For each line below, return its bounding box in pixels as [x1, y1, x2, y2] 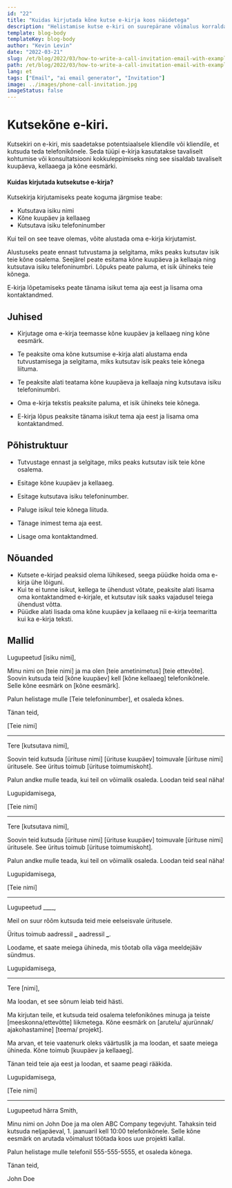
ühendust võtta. [17, 600, 62, 609]
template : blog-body [7, 29, 67, 37]
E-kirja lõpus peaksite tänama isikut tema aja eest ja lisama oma [17, 412, 199, 420]
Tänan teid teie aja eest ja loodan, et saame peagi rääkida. [7, 1059, 173, 1068]
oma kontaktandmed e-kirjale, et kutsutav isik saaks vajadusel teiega [17, 593, 213, 601]
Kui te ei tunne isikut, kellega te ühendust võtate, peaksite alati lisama [17, 585, 215, 593]
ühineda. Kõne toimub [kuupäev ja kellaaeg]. [7, 1046, 134, 1055]
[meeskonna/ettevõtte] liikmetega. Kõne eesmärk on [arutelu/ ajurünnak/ [7, 1018, 214, 1026]
